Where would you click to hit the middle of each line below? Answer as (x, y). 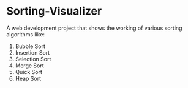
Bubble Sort (30, 46)
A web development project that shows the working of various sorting (94, 28)
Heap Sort (28, 78)
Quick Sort (29, 72)
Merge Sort (29, 66)
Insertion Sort (32, 52)
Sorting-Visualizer (54, 11)
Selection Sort (33, 59)
